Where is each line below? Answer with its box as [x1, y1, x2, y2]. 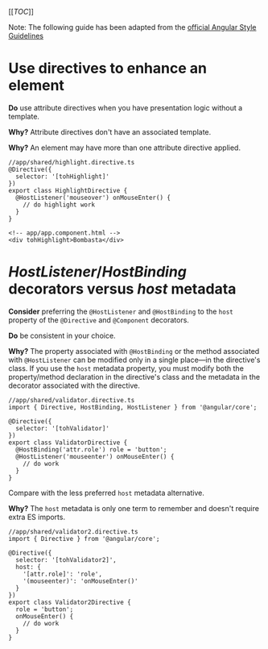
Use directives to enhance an [8, 60, 208, 77]
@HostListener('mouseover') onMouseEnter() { [15, 193, 171, 202]
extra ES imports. [8, 512, 66, 522]
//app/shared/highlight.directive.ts [8, 158, 135, 166]
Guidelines [8, 31, 44, 40]
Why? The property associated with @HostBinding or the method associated [8, 346, 260, 356]
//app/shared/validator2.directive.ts [8, 527, 138, 535]
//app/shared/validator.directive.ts [8, 396, 135, 404]
